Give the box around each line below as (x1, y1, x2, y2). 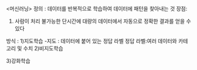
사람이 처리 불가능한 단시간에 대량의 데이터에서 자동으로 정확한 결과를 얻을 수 (14, 18, 192, 25)
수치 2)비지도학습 (23, 45, 64, 52)
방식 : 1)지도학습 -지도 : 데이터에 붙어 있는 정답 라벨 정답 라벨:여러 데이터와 (6, 38, 177, 44)
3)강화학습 (6, 58, 31, 64)
